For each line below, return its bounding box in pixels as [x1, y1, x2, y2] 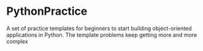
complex [6, 37, 29, 45]
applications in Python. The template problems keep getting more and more [6, 31, 197, 38]
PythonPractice [6, 4, 88, 18]
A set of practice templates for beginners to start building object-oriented [6, 25, 192, 32]
